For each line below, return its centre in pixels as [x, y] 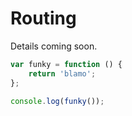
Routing [43, 18]
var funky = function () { [66, 64]
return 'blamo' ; [62, 73]
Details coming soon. [54, 46]
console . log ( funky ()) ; [57, 101]
